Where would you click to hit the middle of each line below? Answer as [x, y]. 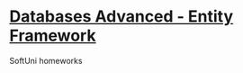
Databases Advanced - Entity [121, 17]
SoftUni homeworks [46, 60]
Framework [53, 36]
